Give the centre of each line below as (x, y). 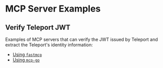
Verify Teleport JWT (38, 27)
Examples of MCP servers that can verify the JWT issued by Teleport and (82, 39)
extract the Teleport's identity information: (49, 45)
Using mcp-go (26, 60)
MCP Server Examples (53, 9)
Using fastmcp (27, 54)
